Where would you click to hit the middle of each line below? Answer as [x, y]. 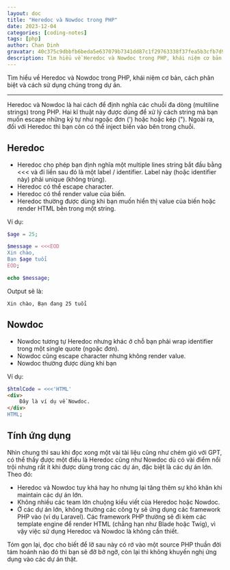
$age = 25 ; [23, 234]
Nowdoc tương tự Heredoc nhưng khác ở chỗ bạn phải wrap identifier [115, 341]
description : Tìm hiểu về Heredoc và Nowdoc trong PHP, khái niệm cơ [108, 58]
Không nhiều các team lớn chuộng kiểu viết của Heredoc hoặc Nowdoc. [118, 502]
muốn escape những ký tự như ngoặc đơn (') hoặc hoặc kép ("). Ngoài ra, [111, 119]
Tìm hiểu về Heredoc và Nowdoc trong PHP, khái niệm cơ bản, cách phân [111, 78]
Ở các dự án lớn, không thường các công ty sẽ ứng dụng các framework [119, 509]
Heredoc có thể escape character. [65, 187]
